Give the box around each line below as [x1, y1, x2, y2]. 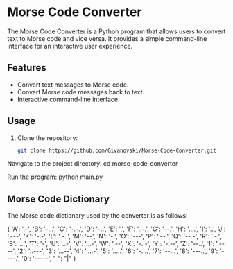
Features [7, 62, 46, 73]
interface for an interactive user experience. [7, 42, 133, 50]
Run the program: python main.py [7, 173, 103, 181]
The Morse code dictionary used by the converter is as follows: [7, 211, 188, 220]
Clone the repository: [17, 133, 78, 142]
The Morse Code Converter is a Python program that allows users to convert [7, 27, 226, 35]
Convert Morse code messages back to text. [17, 87, 145, 96]
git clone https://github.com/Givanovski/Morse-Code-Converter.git [17, 147, 216, 154]
